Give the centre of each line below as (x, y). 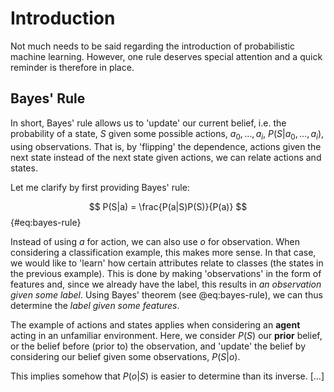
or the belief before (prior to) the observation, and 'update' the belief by (158, 346)
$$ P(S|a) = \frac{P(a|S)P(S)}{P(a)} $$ (168, 206)
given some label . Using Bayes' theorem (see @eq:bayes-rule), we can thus (166, 294)
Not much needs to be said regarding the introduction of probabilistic (152, 46)
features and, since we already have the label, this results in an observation (166, 284)
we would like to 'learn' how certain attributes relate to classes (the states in (167, 263)
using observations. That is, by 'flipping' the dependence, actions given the (166, 146)
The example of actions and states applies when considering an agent (155, 324)
